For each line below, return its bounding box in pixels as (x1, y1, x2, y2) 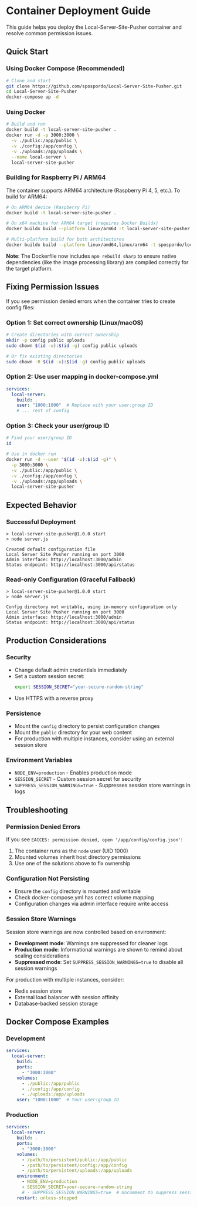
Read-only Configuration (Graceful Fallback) (6, 575, 136, 584)
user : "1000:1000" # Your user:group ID (16, 1097, 119, 1103)
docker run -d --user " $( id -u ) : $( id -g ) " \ (6, 457, 117, 463)
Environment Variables (6, 756, 73, 764)
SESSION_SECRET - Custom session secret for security (14, 776, 142, 783)
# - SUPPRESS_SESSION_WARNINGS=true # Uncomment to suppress (21, 1189, 177, 1195)
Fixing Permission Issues (6, 282, 100, 292)
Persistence (6, 709, 41, 717)
